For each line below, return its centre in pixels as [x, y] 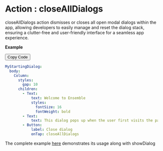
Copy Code [18, 57]
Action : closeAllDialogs [54, 9]
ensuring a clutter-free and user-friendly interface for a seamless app [74, 32]
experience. [17, 38]
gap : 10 [30, 85]
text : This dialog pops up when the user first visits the [92, 121]
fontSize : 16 [49, 107]
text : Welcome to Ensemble [58, 98]
